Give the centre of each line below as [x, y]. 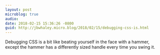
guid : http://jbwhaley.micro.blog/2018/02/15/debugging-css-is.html [77, 28]
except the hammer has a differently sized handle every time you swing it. [80, 47]
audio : [12, 19]
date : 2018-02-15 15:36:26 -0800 [40, 23]
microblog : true [22, 14]
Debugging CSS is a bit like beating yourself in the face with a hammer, [77, 42]
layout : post [19, 10]
